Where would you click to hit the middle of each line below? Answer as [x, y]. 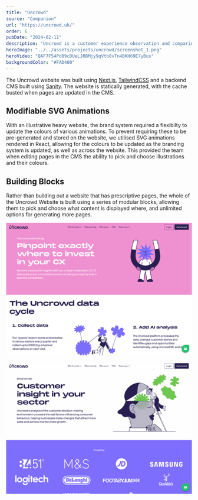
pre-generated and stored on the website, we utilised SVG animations [90, 138]
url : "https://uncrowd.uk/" [41, 25]
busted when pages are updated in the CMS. [60, 92]
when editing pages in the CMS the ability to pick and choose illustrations [95, 157]
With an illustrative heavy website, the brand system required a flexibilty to [97, 125]
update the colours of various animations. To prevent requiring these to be [96, 132]
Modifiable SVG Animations [58, 111]
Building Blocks [35, 181]
